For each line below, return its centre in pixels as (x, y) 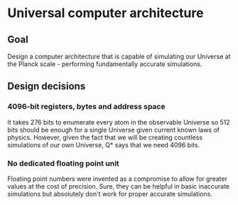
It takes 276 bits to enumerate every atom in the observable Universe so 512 (119, 122)
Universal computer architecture (106, 13)
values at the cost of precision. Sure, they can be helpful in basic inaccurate (119, 186)
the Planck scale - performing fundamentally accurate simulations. (105, 64)
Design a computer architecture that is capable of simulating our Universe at (119, 56)
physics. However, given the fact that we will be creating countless (105, 137)
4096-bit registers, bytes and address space (86, 107)
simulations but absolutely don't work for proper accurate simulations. (110, 194)
